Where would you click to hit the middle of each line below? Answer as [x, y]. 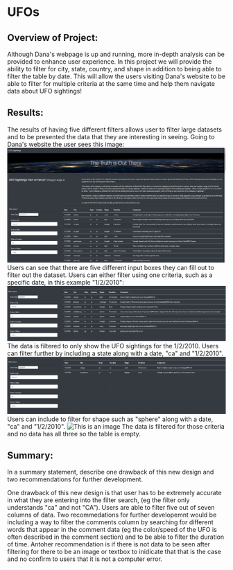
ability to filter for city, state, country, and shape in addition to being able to [114, 69]
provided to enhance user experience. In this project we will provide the [110, 62]
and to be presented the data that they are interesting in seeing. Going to [111, 136]
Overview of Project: [53, 38]
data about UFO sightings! [44, 91]
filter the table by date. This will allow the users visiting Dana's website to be [116, 76]
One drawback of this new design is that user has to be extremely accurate [114, 493]
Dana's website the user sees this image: [66, 144]
